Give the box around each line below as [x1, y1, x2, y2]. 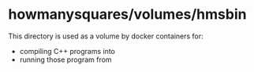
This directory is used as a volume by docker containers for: [8, 31, 204, 41]
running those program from [19, 55, 112, 64]
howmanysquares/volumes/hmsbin [8, 5, 247, 23]
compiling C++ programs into [19, 46, 116, 56]
